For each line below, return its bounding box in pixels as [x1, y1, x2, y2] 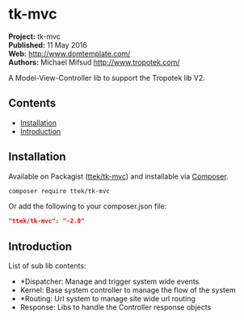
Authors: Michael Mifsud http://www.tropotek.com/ [8, 57, 180, 67]
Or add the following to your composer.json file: [8, 201, 167, 211]
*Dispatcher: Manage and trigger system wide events [19, 276, 200, 287]
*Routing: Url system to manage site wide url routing [19, 294, 196, 304]
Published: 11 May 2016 [8, 40, 87, 49]
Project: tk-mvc [8, 32, 61, 41]
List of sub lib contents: [8, 261, 86, 271]
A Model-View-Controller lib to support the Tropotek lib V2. [8, 73, 206, 82]
